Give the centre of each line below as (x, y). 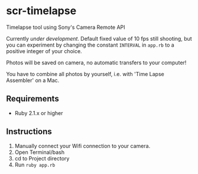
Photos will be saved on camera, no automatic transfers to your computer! (96, 63)
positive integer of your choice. (44, 51)
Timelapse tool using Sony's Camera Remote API (66, 27)
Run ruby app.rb (35, 165)
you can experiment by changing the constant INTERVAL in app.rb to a (90, 45)
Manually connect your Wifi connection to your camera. (82, 146)
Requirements (33, 99)
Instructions (29, 132)
